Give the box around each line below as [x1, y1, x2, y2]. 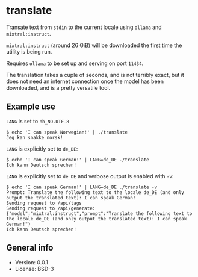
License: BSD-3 [14, 265, 54, 272]
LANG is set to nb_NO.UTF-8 [6, 117, 69, 125]
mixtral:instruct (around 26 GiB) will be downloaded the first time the [6, 42, 182, 49]
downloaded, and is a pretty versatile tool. [6, 84, 111, 91]
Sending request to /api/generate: [6, 205, 96, 211]
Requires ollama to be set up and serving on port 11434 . [6, 60, 144, 67]
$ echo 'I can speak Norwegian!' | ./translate [6, 129, 128, 135]
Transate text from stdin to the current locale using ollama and [6, 23, 162, 31]
